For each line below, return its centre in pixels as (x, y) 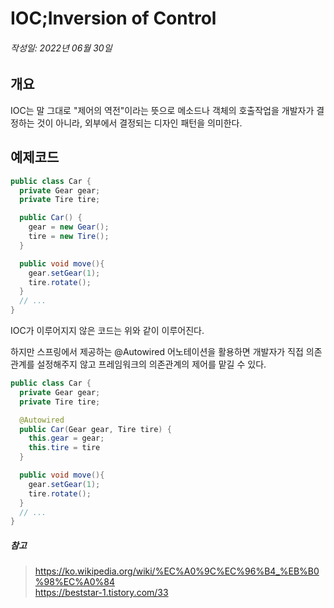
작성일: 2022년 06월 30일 (61, 48)
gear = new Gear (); (69, 227)
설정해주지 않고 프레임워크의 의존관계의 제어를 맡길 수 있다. (151, 364)
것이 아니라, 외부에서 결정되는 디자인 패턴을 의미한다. (139, 123)
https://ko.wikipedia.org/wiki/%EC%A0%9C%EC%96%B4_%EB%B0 (177, 571)
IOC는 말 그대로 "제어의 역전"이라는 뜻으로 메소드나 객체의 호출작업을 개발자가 (162, 110)
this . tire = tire (64, 448)
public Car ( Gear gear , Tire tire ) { (95, 429)
